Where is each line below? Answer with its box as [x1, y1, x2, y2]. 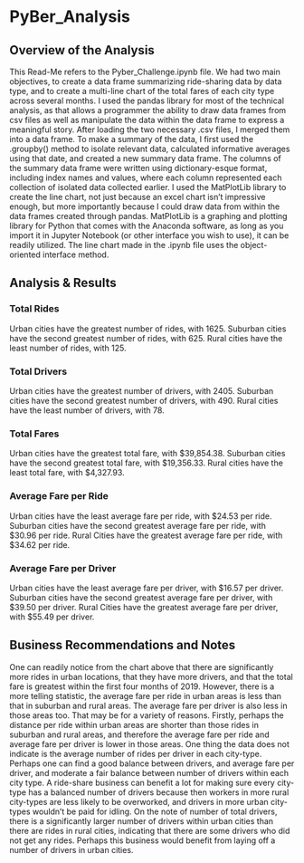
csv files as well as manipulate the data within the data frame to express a [9, 115, 285, 125]
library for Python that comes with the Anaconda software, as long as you [9, 220, 284, 231]
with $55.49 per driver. [9, 611, 95, 622]
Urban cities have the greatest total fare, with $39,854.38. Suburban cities [9, 448, 286, 459]
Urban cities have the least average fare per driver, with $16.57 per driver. [9, 582, 284, 593]
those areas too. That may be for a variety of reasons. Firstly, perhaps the [9, 709, 284, 721]
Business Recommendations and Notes [9, 638, 236, 653]
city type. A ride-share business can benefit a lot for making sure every [9, 777, 276, 788]
